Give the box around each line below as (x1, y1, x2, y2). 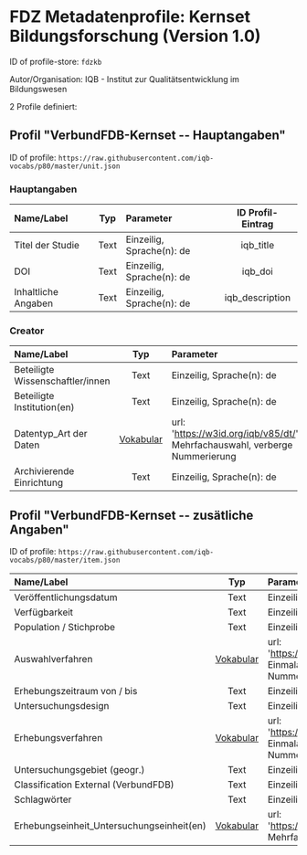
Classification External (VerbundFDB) (14, 778, 175, 791)
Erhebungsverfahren (14, 732, 103, 744)
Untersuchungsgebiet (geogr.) (14, 764, 145, 776)
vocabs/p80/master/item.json (9, 555, 121, 565)
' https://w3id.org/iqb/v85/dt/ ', (171, 427, 302, 440)
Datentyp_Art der (14, 427, 89, 440)
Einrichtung (14, 477, 64, 490)
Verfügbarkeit (14, 606, 74, 618)
